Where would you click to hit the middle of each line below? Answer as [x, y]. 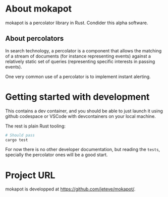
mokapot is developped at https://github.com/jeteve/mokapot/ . [70, 189]
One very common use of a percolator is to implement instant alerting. [78, 77]
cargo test [17, 140]
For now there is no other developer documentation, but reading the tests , [83, 150]
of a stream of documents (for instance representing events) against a [78, 56]
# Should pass [20, 135]
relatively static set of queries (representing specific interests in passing [80, 61]
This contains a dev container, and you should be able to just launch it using [84, 111]
